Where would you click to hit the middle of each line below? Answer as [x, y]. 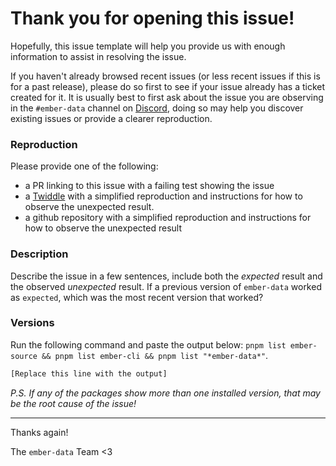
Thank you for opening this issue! [152, 18]
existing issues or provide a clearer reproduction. [111, 118]
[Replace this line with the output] [89, 373]
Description [39, 254]
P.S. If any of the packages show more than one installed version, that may [165, 393]
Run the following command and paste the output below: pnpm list [148, 344]
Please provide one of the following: [84, 166]
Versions [32, 323]
